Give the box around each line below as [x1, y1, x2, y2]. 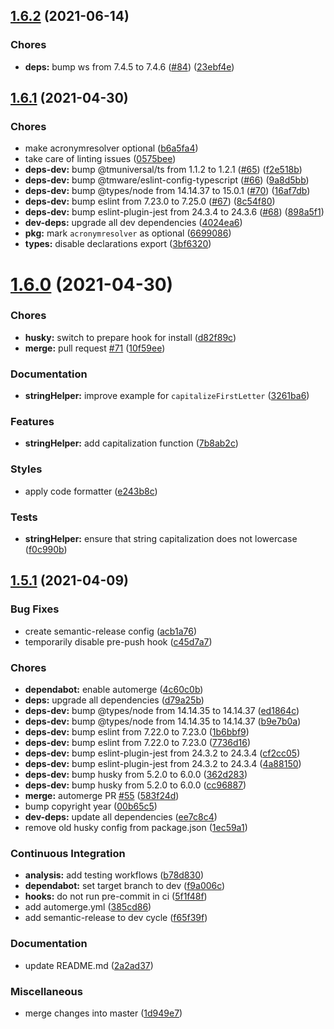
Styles [10, 462, 43, 476]
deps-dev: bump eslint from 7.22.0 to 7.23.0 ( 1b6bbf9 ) [24, 726, 250, 738]
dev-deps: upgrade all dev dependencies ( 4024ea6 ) [24, 217, 243, 229]
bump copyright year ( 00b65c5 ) [24, 800, 158, 813]
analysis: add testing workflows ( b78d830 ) [24, 869, 205, 881]
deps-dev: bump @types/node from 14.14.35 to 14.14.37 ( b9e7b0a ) [24, 715, 302, 728]
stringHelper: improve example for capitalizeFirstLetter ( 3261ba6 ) [24, 390, 310, 402]
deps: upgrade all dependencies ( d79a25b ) [24, 694, 205, 706]
